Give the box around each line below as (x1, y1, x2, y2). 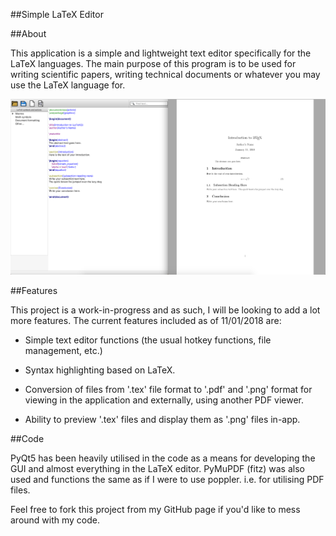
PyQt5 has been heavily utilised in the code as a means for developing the (10, 452, 316, 464)
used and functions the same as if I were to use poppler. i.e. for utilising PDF (10, 474, 325, 486)
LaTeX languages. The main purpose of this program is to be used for (10, 58, 297, 69)
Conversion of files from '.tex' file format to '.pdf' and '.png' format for (24, 384, 313, 396)
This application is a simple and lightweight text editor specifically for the (10, 47, 312, 59)
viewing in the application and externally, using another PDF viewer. (24, 394, 305, 406)
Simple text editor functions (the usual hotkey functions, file (24, 334, 272, 346)
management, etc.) (24, 345, 103, 357)
